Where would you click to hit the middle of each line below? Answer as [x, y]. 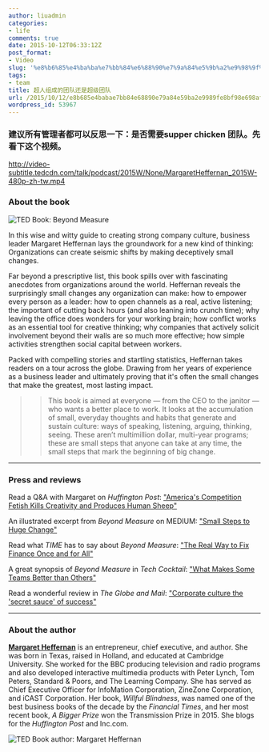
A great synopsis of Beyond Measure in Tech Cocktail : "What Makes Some [131, 570]
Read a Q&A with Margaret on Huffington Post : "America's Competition [125, 498]
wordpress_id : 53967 [43, 105]
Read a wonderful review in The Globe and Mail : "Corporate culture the [126, 594]
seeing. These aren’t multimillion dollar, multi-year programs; [148, 434]
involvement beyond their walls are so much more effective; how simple [127, 335]
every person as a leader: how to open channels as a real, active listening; [130, 302]
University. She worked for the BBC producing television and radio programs [134, 664]
